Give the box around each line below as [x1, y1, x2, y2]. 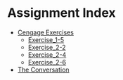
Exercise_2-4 [27, 51, 67, 59]
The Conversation [17, 65, 70, 74]
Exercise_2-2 [27, 43, 66, 51]
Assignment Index [7, 5, 116, 21]
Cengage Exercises [17, 28, 74, 36]
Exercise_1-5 [27, 35, 65, 44]
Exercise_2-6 [27, 58, 67, 66]
